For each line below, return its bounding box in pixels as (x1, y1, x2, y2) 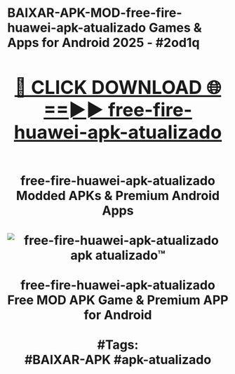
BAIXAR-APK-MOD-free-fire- (7, 5, 182, 21)
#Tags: (97, 337, 139, 352)
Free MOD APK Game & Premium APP (7, 292, 229, 308)
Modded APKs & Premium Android (16, 187, 220, 203)
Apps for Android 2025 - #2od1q (7, 35, 200, 51)
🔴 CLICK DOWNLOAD (14, 75, 202, 99)
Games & (148, 20, 202, 36)
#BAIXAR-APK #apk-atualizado (24, 352, 212, 368)
